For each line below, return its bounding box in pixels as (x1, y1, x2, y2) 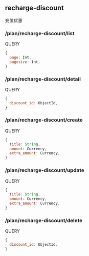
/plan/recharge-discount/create (5, 117, 83, 123)
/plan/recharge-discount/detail (5, 76, 81, 82)
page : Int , (9, 55, 32, 60)
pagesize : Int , (9, 59, 41, 64)
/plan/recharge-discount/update (5, 167, 85, 174)
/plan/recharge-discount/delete (5, 217, 83, 224)
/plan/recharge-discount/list (5, 30, 75, 37)
